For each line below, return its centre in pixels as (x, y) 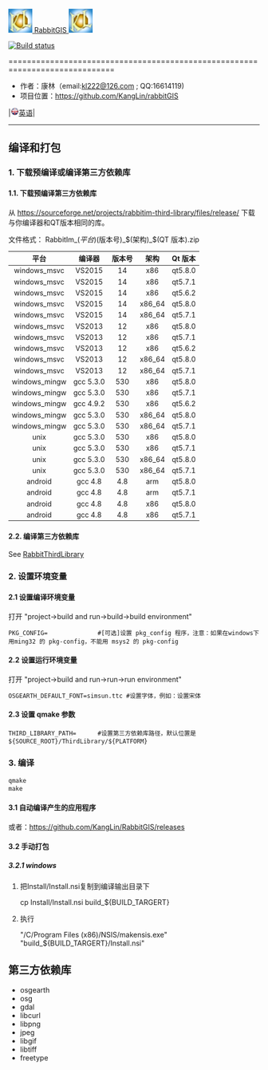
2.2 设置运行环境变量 (43, 660)
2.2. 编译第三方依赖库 (44, 536)
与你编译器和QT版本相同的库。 (59, 222)
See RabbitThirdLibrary (46, 555)
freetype (34, 1057)
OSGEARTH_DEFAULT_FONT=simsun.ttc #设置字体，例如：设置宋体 (105, 696)
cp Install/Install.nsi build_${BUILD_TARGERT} (95, 902)
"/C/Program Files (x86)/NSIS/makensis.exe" (93, 935)
